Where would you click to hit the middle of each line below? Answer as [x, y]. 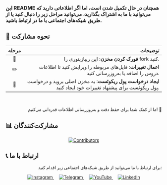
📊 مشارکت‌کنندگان [32, 126]
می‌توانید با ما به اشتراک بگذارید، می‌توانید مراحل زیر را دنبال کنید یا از [78, 14]
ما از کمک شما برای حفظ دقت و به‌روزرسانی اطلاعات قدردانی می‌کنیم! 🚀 [95, 109]
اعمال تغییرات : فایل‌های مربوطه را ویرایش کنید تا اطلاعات [99, 67]
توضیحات [150, 50]
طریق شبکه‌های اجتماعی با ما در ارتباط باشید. [54, 20]
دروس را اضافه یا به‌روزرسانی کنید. [123, 73]
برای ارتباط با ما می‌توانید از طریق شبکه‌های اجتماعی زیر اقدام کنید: [100, 168]
